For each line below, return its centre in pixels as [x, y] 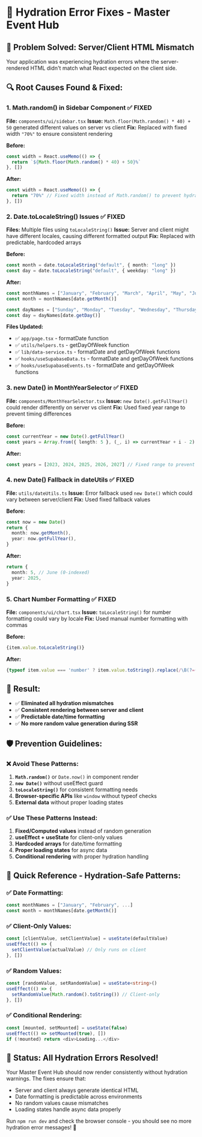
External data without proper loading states [69, 803]
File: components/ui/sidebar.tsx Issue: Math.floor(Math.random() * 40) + [99, 121]
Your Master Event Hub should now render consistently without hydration [97, 1072]
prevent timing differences [39, 414]
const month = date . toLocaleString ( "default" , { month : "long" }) [91, 265]
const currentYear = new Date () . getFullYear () [66, 436]
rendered [17, 68]
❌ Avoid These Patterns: [43, 764]
